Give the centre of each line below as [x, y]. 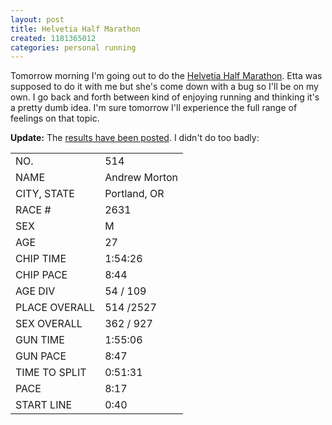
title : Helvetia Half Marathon [75, 29]
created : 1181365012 [53, 38]
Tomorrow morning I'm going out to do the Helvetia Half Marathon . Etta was [166, 76]
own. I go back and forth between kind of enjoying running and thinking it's [165, 97]
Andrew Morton [141, 178]
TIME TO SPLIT [51, 373]
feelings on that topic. [55, 118]
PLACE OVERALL [55, 308]
